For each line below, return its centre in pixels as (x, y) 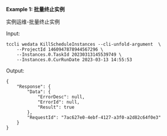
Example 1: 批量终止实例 (35, 9)
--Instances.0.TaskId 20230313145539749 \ (69, 55)
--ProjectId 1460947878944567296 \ (60, 49)
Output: (15, 71)
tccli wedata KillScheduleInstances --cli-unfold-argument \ (83, 44)
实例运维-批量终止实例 (33, 22)
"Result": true (56, 107)
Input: (13, 34)
